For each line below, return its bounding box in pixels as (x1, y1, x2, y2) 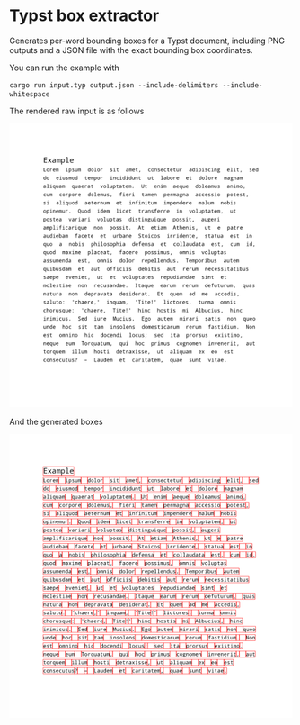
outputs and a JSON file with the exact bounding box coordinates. (9, 44, 253, 55)
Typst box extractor (9, 5, 160, 26)
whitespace (9, 89, 50, 99)
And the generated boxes (9, 416, 103, 427)
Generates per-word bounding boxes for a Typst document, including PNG (9, 35, 286, 46)
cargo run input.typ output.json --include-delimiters (9, 80, 219, 90)
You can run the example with (9, 62, 119, 73)
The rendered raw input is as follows (9, 105, 145, 116)
